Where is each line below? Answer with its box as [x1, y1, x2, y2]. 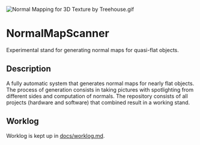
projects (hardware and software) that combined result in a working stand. [6, 99, 190, 106]
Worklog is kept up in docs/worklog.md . [6, 132, 105, 139]
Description [6, 64, 51, 74]
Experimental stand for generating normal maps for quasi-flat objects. [6, 46, 179, 53]
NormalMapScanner [6, 27, 109, 40]
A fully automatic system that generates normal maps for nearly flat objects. [6, 80, 195, 87]
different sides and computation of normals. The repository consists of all [6, 92, 188, 99]
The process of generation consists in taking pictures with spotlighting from [6, 86, 194, 93]
